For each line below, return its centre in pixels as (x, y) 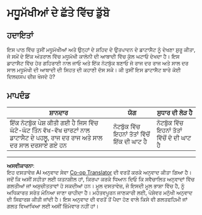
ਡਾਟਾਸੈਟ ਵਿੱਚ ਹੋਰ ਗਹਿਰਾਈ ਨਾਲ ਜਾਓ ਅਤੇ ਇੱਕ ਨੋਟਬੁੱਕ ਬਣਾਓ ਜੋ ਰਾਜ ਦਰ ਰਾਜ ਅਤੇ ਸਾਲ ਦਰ (98, 63)
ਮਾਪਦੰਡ (18, 96)
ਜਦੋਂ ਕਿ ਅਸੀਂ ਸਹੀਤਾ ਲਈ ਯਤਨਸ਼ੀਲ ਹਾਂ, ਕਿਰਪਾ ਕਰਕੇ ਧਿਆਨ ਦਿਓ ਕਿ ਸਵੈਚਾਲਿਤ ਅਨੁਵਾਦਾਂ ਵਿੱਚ (101, 179)
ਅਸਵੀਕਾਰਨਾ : (21, 165)
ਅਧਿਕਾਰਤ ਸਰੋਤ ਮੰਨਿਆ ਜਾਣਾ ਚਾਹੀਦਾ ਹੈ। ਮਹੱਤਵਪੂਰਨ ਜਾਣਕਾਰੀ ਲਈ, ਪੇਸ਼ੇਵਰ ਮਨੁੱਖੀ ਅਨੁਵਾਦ (100, 192)
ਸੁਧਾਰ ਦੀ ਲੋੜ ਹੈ (175, 113)
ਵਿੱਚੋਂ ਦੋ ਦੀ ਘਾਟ (174, 138)
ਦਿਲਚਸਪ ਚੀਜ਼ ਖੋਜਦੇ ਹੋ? (31, 77)
